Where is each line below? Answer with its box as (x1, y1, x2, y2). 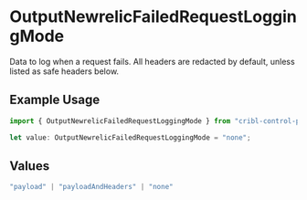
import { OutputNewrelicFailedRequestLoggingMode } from (9, 116, 231, 125)
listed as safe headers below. (9, 66, 120, 77)
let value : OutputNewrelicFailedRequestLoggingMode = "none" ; (9, 132, 251, 142)
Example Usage (9, 92, 101, 108)
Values (9, 158, 50, 174)
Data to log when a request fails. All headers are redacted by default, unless (9, 56, 295, 67)
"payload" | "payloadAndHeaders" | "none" (9, 183, 174, 192)
